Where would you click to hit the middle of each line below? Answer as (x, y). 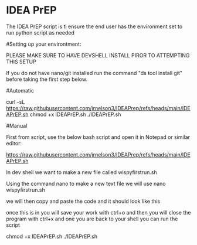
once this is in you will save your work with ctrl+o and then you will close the (98, 212)
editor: (14, 143)
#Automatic (20, 90)
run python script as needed (40, 32)
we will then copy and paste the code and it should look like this (83, 201)
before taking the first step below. (47, 79)
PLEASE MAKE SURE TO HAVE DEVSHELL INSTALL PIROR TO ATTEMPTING (98, 55)
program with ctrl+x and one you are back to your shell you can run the (92, 219)
